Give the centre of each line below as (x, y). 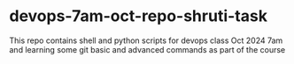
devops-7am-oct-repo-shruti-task (139, 16)
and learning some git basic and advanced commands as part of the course (147, 49)
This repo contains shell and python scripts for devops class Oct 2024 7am (146, 40)
